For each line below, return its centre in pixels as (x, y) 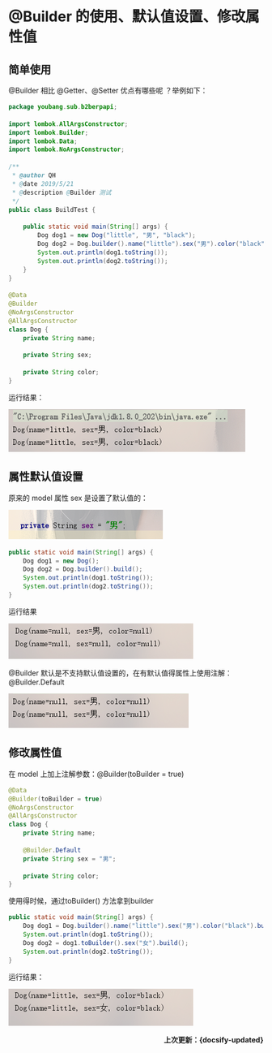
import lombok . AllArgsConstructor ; (68, 124)
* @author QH (34, 175)
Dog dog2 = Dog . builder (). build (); (83, 569)
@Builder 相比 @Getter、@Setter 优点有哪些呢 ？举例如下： (108, 91)
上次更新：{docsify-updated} (213, 1039)
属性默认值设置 (46, 477)
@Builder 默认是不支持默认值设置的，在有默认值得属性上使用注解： (120, 673)
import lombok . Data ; (43, 141)
